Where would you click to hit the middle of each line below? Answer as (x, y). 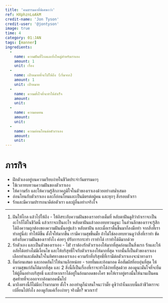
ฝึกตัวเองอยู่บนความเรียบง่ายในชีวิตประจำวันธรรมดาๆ (55, 180)
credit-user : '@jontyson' (32, 24)
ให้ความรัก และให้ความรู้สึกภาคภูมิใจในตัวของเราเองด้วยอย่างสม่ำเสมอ (69, 191)
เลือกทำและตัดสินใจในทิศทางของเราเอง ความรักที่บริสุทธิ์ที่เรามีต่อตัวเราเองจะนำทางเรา (82, 256)
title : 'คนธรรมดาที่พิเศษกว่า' (30, 10)
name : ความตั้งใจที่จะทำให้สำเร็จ (38, 94)
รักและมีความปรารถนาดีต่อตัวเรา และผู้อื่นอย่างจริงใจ (55, 202)
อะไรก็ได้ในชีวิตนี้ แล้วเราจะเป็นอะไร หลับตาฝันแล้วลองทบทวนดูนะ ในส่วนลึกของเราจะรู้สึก (86, 222)
